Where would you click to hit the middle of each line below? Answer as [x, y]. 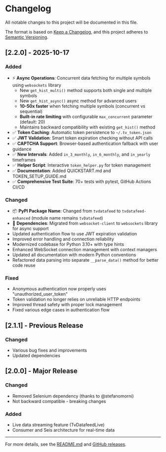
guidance [22, 149]
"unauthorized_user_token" [40, 294]
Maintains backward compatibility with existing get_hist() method [87, 127]
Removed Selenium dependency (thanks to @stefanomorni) [73, 396]
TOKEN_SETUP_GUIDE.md [39, 176]
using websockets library [37, 85]
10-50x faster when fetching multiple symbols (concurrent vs [83, 106]
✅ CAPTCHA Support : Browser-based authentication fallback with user [85, 143]
